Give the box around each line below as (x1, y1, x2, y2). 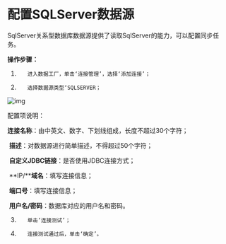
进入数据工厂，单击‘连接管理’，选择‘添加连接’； (27, 70, 150, 78)
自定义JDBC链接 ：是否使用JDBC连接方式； (8, 156, 136, 165)
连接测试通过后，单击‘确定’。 (27, 231, 102, 238)
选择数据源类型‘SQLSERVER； (27, 84, 101, 91)
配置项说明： (7, 111, 44, 120)
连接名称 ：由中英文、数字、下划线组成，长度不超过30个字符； (7, 126, 189, 134)
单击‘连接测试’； (27, 216, 71, 223)
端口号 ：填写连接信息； (8, 186, 78, 194)
